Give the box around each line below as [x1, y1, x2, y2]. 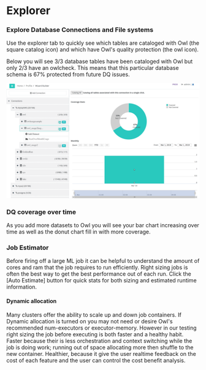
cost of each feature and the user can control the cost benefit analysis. [6, 357, 186, 364]
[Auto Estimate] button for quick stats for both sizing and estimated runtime [6, 277, 197, 284]
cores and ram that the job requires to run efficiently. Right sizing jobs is [6, 264, 188, 271]
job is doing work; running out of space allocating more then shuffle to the [6, 344, 194, 351]
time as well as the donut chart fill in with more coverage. [6, 228, 151, 236]
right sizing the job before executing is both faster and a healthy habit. [6, 330, 184, 338]
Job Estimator [6, 243, 49, 252]
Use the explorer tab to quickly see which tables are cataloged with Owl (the [6, 39, 199, 47]
